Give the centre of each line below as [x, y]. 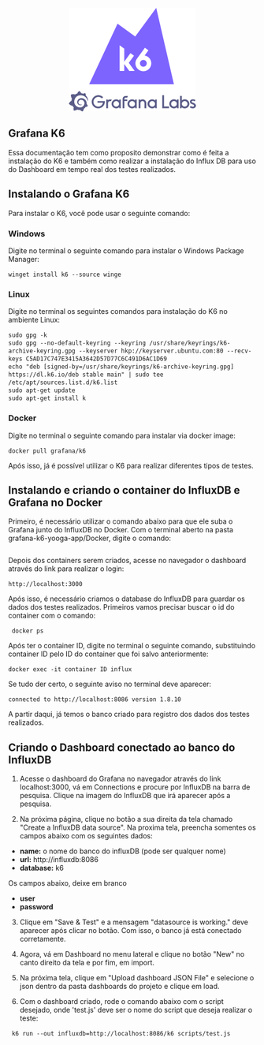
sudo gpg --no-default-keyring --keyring [77, 343]
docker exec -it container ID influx [70, 670]
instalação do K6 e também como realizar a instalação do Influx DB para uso [132, 161]
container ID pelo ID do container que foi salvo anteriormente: [108, 654]
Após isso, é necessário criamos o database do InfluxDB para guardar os [127, 599]
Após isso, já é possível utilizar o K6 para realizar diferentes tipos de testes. [131, 465]
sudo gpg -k [28, 335]
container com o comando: [52, 616]
